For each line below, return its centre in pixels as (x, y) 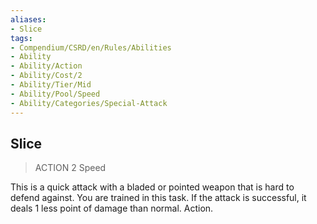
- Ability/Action (46, 66)
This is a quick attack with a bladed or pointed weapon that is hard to (152, 187)
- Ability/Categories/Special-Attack (89, 103)
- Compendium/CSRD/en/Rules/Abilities (91, 47)
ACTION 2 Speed (70, 168)
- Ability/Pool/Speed (55, 94)
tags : (21, 38)
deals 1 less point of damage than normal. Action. (112, 208)
